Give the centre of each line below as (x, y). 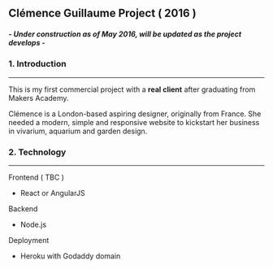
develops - (27, 42)
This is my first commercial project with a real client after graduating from (132, 89)
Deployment (29, 241)
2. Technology (37, 152)
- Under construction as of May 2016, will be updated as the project (125, 34)
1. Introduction (37, 64)
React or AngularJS (52, 193)
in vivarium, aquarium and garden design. (78, 131)
